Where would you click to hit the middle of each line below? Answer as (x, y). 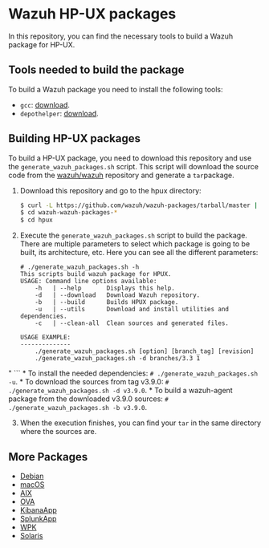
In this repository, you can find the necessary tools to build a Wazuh (121, 36)
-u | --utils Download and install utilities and (132, 310)
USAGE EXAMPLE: (45, 338)
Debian (32, 476)
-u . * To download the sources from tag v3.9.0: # (89, 382)
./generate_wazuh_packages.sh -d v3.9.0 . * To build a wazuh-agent (120, 391)
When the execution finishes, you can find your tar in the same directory (141, 423)
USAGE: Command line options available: (88, 282)
